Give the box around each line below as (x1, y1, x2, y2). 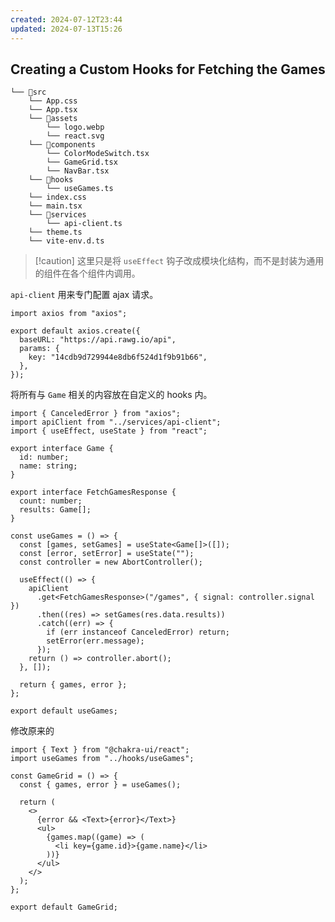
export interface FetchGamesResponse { (10, 487, 177, 498)
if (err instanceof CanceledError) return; (46, 627, 230, 638)
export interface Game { (10, 444, 114, 454)
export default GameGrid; (10, 902, 118, 913)
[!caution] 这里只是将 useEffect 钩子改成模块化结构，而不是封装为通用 (34, 255, 325, 267)
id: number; (19, 452, 70, 463)
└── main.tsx (28, 201, 83, 211)
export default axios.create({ (10, 326, 141, 336)
